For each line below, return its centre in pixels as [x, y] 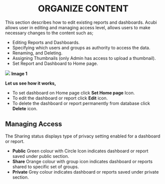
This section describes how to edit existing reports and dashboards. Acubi [81, 22]
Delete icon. [25, 108]
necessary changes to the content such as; [49, 33]
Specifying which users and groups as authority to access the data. [81, 47]
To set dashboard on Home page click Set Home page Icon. [74, 92]
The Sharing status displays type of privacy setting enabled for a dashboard [83, 136]
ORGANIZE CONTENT [83, 9]
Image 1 [19, 73]
